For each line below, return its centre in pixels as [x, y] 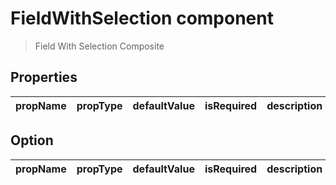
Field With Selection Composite [99, 46]
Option [32, 140]
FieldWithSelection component [142, 18]
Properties [44, 77]
